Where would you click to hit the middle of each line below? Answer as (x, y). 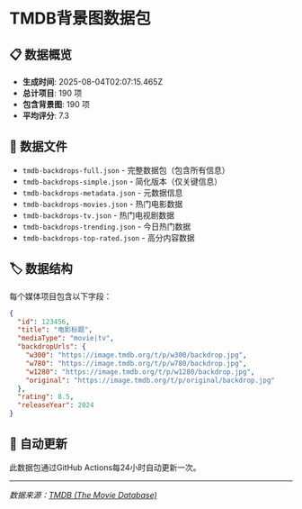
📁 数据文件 (38, 146)
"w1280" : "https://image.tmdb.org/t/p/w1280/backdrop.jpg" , (140, 372)
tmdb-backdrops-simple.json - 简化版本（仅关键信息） (122, 181)
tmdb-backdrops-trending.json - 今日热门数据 (107, 226)
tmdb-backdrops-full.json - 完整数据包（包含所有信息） (126, 170)
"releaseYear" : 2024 (56, 405)
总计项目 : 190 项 (52, 93)
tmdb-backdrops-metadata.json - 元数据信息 (102, 192)
